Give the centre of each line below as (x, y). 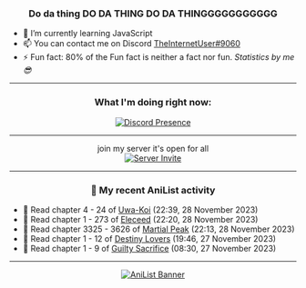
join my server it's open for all (153, 148)
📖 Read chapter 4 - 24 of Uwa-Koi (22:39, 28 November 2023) (140, 209)
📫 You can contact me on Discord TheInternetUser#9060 (132, 44)
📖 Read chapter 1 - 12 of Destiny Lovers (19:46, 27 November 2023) (149, 238)
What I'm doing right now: (153, 103)
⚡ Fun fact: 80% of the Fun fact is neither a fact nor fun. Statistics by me (158, 57)
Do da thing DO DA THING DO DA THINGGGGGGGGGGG (153, 14)
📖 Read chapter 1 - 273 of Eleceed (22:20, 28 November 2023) (140, 219)
